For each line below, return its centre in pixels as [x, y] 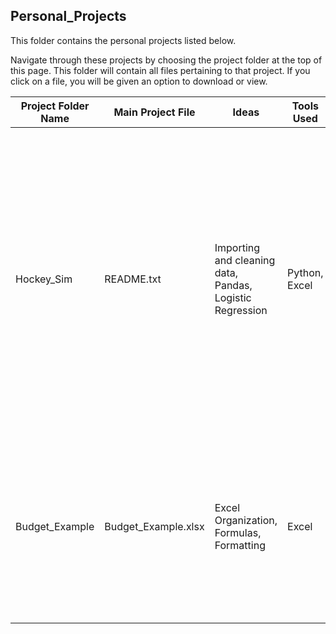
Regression [241, 310]
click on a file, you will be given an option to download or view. [139, 81]
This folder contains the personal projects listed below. [123, 40]
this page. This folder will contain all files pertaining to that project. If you [160, 70]
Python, [305, 272]
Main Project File [154, 112]
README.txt [133, 279]
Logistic [233, 297]
